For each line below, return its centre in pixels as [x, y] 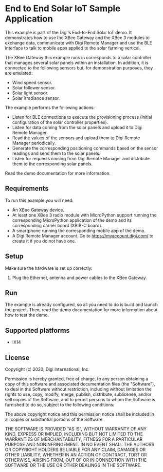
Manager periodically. [34, 143]
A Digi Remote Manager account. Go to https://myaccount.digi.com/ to [83, 236]
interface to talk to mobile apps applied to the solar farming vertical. [73, 48]
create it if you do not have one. [44, 241]
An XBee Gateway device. [38, 210]
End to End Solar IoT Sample [63, 9]
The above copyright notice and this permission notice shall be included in [80, 414]
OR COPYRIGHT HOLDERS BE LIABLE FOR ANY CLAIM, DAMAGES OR [75, 450]
